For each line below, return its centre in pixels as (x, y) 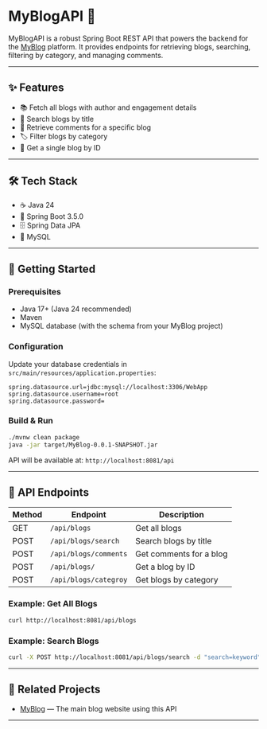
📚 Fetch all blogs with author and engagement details (108, 107)
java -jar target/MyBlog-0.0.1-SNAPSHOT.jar (83, 445)
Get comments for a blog (181, 554)
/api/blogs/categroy (89, 580)
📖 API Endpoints (49, 492)
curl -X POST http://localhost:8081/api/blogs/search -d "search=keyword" (135, 657)
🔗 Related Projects (54, 690)
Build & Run (31, 421)
